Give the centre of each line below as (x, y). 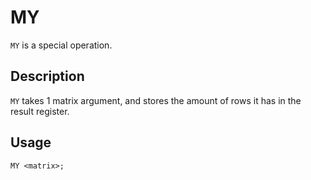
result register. (40, 111)
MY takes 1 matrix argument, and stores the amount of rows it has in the (156, 100)
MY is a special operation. (61, 45)
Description (47, 76)
